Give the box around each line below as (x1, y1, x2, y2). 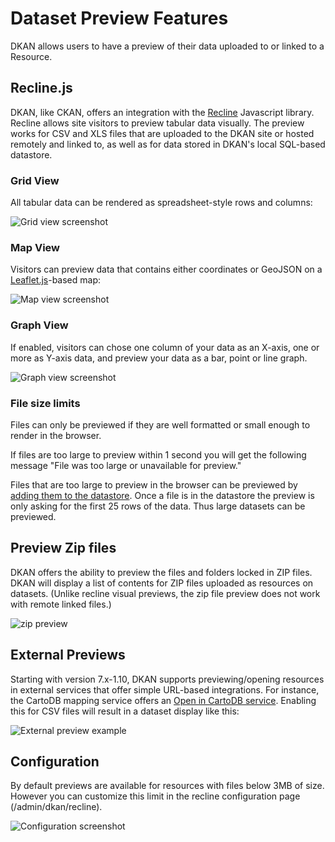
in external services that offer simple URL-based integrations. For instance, (10, 683, 320, 696)
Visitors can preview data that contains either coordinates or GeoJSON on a (10, 263, 323, 276)
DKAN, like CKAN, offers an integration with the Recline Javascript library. (10, 106, 315, 118)
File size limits (10, 396, 81, 410)
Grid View (10, 173, 60, 187)
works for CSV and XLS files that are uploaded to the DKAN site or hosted (10, 127, 315, 139)
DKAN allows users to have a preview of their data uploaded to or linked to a (10, 40, 325, 52)
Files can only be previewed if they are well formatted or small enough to (10, 418, 311, 431)
